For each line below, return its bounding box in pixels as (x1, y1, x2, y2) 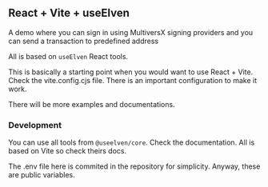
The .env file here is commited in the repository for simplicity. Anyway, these (8, 161, 261, 171)
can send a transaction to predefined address (8, 36, 158, 46)
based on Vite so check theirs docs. (8, 146, 127, 156)
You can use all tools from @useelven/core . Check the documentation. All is (8, 137, 255, 147)
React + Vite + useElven (8, 6, 130, 20)
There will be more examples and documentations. (8, 99, 175, 109)
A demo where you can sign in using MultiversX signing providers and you (8, 27, 254, 37)
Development (8, 119, 62, 130)
